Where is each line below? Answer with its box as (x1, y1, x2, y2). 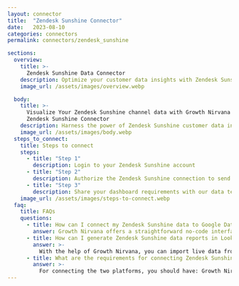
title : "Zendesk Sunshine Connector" (7, 17, 122, 24)
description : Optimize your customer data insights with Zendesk (20, 76, 218, 83)
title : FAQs (20, 208, 55, 216)
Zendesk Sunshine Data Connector (26, 69, 126, 77)
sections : (7, 50, 37, 57)
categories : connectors (7, 30, 78, 38)
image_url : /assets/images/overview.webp (20, 83, 144, 90)
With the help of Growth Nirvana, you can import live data (38, 248, 221, 255)
